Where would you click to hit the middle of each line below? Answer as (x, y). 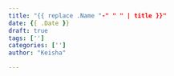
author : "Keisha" (37, 53)
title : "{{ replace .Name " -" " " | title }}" (87, 16)
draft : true (28, 30)
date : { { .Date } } (39, 23)
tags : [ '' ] (26, 38)
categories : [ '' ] (37, 46)
